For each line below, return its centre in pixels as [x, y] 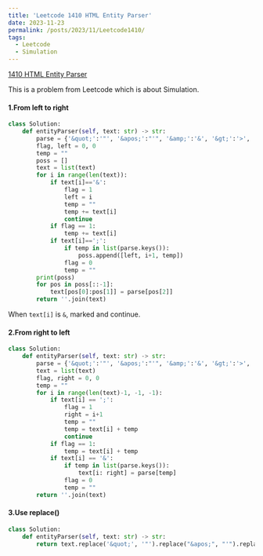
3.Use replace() [34, 513]
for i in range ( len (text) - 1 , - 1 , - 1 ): [99, 393]
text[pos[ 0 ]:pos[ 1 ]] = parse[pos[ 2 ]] [112, 292]
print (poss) [56, 277]
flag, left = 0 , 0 [66, 146]
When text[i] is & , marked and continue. [74, 314]
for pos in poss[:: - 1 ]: [75, 285]
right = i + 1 [83, 415]
